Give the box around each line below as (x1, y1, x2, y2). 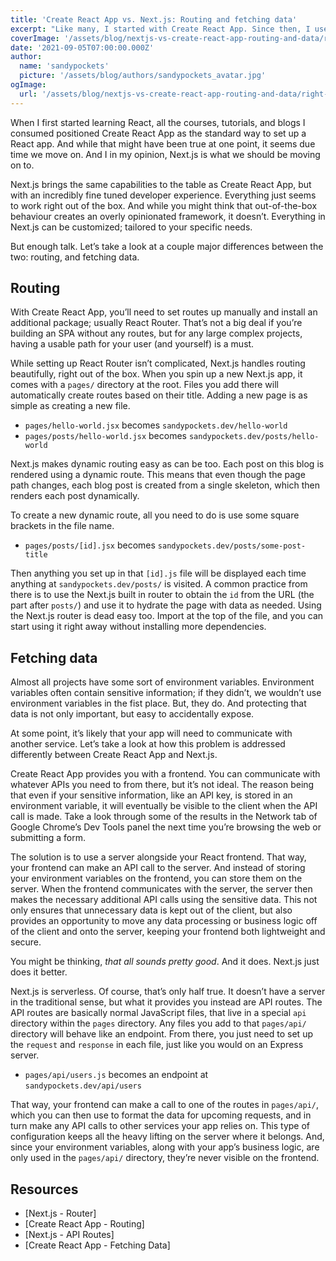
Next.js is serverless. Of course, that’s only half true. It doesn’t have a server (10, 986, 326, 998)
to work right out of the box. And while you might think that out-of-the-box (10, 199, 318, 211)
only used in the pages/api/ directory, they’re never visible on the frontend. (10, 1152, 320, 1164)
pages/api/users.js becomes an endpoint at (24, 1069, 209, 1081)
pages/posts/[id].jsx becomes (24, 539, 156, 551)
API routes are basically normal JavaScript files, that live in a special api (10, 1007, 307, 1019)
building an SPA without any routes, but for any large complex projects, (10, 327, 303, 340)
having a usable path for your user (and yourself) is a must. (10, 338, 255, 350)
